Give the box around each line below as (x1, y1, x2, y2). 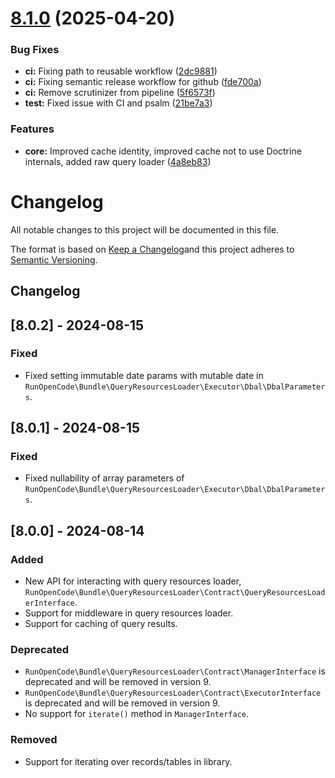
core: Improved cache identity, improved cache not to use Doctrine (24, 145, 302, 157)
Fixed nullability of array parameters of (24, 472, 185, 484)
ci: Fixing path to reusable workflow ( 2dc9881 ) (24, 65, 218, 77)
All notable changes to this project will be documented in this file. (10, 223, 280, 236)
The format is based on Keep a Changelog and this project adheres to (10, 243, 295, 255)
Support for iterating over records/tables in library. (24, 755, 233, 767)
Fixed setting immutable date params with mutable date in (24, 369, 264, 381)
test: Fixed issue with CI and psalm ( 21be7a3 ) (24, 97, 213, 109)
